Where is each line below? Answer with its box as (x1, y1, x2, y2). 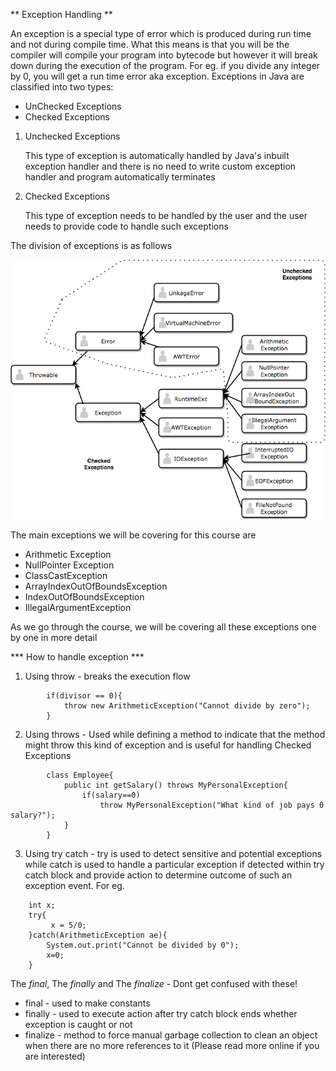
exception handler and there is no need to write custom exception (24, 160, 297, 172)
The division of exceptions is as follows (10, 240, 173, 251)
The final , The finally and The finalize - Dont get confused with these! (10, 978, 298, 990)
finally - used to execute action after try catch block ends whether (24, 1008, 298, 1020)
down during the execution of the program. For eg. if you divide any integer (10, 60, 321, 71)
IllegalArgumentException (24, 602, 132, 614)
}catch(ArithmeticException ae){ (28, 930, 168, 941)
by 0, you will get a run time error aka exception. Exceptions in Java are (10, 70, 305, 82)
